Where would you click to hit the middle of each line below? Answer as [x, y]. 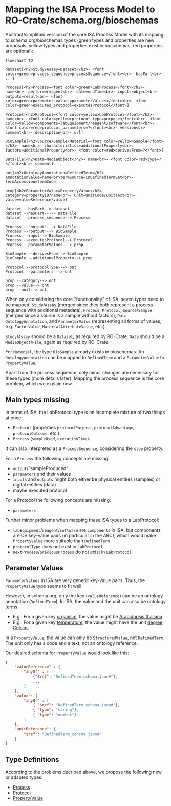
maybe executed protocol [40, 490]
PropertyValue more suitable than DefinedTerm [61, 541]
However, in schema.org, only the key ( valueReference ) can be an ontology [84, 596]
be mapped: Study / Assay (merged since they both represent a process [79, 305]
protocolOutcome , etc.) [36, 433]
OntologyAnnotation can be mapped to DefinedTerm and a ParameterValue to [85, 357]
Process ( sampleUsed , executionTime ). [51, 438]
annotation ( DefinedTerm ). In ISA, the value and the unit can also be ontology [86, 601]
